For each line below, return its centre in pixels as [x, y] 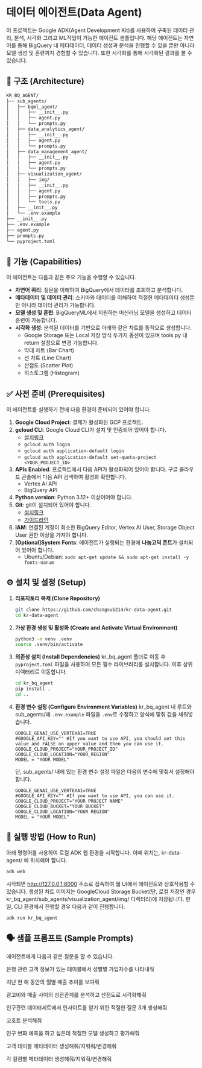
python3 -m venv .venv [43, 639]
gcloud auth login [47, 444]
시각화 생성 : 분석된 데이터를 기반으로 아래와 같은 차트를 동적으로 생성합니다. [103, 328]
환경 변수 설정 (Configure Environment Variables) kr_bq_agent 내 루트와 [103, 707]
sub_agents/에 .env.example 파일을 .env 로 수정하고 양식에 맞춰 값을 [96, 714]
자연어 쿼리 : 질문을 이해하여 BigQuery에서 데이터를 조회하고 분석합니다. [99, 290]
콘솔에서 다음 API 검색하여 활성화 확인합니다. [74, 477]
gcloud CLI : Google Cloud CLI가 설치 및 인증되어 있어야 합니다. [91, 430]
